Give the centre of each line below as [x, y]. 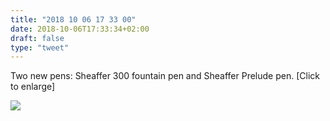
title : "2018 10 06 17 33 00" [73, 19]
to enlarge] [33, 87]
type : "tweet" [40, 47]
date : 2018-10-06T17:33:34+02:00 [80, 29]
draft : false [37, 38]
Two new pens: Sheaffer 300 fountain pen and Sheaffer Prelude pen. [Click [165, 76]
